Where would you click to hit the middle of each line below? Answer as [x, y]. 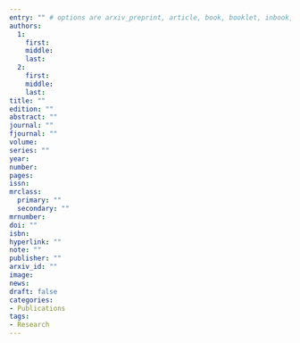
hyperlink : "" [36, 242]
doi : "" [24, 225]
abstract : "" [33, 117]
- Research [29, 325]
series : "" [29, 150]
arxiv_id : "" [33, 267]
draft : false [33, 291]
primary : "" [40, 201]
